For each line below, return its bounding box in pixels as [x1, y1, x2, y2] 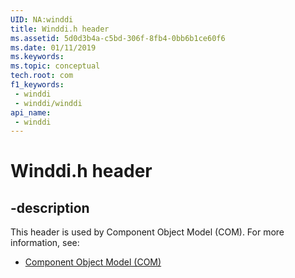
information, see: [10, 237, 80, 249]
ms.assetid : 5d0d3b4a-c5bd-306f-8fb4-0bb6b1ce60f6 [10, 33, 226, 43]
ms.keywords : [10, 52, 65, 62]
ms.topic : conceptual [10, 61, 101, 71]
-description [10, 199, 90, 216]
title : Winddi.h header [10, 24, 110, 34]
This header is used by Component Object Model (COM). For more [10, 226, 285, 238]
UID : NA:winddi [10, 14, 74, 25]
